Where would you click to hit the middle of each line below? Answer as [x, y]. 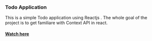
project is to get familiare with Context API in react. [56, 23]
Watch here [17, 34]
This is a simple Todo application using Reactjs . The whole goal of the [76, 18]
